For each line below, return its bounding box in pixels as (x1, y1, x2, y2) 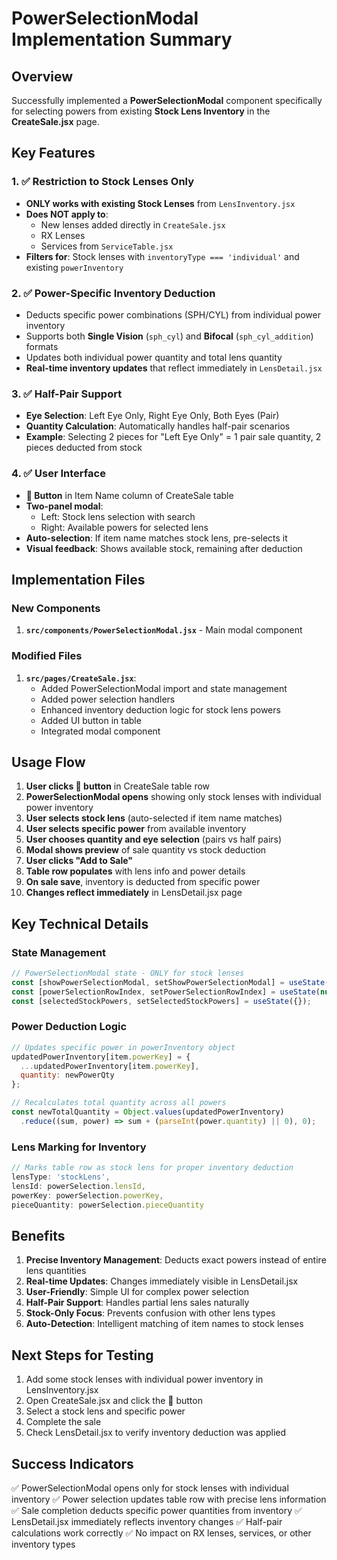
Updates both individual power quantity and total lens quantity (25, 351, 283, 363)
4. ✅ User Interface (11, 467, 106, 481)
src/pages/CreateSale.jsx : (25, 672, 137, 684)
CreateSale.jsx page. (11, 116, 100, 127)
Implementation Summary (11, 28, 233, 51)
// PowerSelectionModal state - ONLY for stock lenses (11, 968, 245, 979)
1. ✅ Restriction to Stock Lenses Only (11, 175, 195, 189)
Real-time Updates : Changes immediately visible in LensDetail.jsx (25, 1275, 299, 1287)
